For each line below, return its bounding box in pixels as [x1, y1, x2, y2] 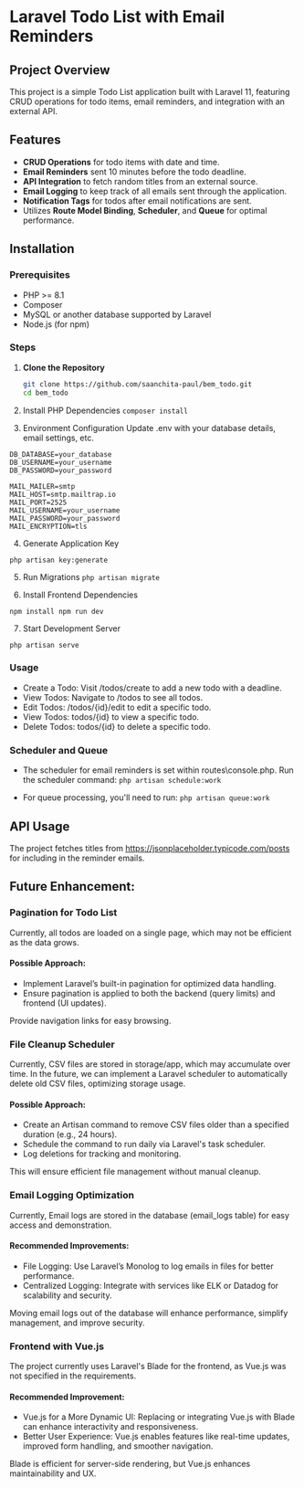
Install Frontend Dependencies [22, 589, 139, 600]
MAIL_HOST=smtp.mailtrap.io [9, 490, 117, 499]
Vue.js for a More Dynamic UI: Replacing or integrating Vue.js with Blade [22, 1411, 295, 1422]
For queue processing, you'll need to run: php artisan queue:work [22, 792, 271, 803]
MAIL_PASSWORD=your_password [9, 513, 121, 522]
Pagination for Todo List [9, 906, 118, 919]
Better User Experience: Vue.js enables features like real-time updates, [22, 1431, 290, 1442]
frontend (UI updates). [22, 997, 107, 1008]
